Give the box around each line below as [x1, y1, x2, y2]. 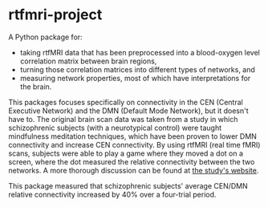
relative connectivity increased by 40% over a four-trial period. [8, 189, 217, 199]
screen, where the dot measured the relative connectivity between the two [8, 156, 255, 166]
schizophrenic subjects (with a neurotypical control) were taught [8, 123, 222, 132]
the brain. [19, 82, 52, 91]
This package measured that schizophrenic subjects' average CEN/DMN [8, 181, 249, 190]
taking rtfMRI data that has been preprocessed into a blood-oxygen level [19, 47, 261, 57]
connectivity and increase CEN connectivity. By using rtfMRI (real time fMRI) [8, 140, 261, 149]
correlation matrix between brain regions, [19, 56, 157, 66]
